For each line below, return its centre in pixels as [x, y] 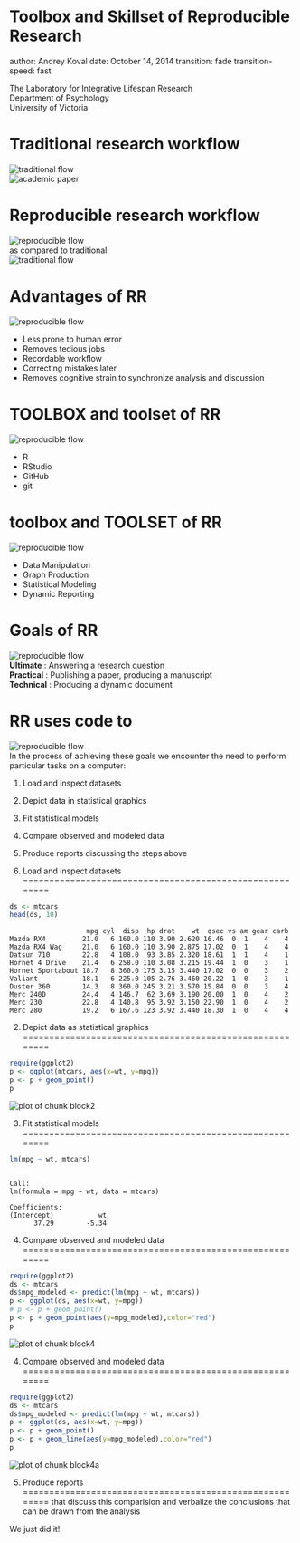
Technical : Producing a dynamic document [91, 684]
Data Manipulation [56, 564]
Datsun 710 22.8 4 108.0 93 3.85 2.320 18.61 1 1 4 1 [149, 955]
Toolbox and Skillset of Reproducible [150, 17]
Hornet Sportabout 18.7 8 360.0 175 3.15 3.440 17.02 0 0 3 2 [149, 971]
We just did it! [35, 1529]
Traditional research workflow [125, 145]
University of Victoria [49, 107]
